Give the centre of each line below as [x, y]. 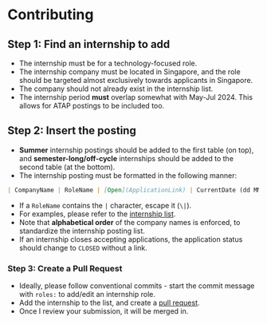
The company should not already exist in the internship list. [116, 89]
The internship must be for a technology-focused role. [108, 63]
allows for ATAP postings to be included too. [92, 106]
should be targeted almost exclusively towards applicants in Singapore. [136, 80]
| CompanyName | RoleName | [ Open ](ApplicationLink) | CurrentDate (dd [129, 190]
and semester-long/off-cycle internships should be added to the [126, 158]
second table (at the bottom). [67, 167]
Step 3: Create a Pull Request [65, 268]
